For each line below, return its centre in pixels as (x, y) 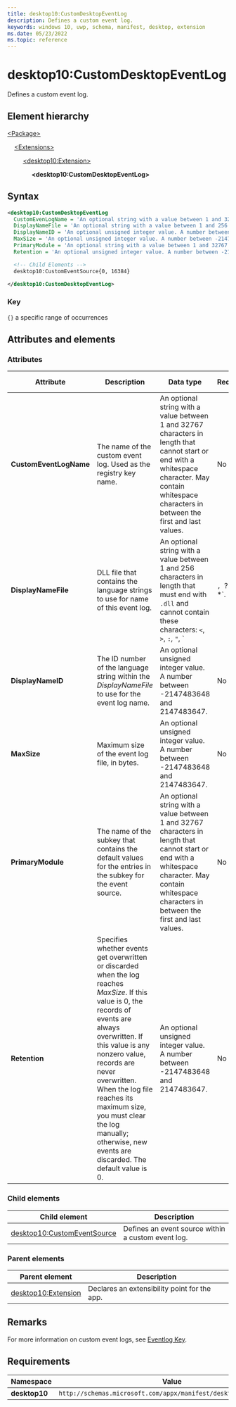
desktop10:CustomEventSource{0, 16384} (72, 271)
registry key (116, 473)
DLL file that (117, 573)
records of (114, 1010)
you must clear (121, 1115)
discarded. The (122, 1160)
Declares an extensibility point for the (149, 1289)
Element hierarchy (48, 117)
